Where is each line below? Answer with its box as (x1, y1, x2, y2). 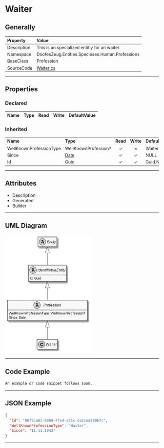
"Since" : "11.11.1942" (9, 428, 56, 433)
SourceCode (7, 65, 33, 71)
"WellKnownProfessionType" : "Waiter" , (9, 423, 89, 428)
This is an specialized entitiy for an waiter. (36, 44, 121, 50)
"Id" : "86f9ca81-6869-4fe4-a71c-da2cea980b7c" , (9, 418, 108, 423)
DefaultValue (68, 112, 96, 118)
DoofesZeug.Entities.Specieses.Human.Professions (36, 52, 140, 57)
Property (7, 37, 26, 43)
